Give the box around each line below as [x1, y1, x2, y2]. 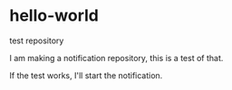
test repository [9, 35, 64, 46]
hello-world [9, 5, 100, 26]
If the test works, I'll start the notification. [9, 69, 163, 81]
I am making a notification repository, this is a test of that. [9, 52, 224, 63]
